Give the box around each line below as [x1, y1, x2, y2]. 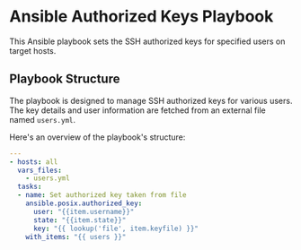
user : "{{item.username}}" [32, 207, 135, 216]
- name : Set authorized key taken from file [17, 191, 187, 200]
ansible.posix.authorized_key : [25, 199, 143, 208]
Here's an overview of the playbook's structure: [9, 132, 186, 142]
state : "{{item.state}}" [32, 215, 127, 225]
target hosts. [9, 45, 57, 56]
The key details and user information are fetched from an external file [9, 105, 267, 116]
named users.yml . [9, 114, 76, 125]
